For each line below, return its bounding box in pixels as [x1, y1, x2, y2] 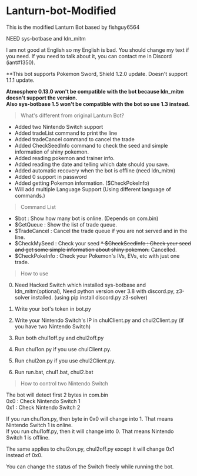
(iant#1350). [6, 59, 35, 66]
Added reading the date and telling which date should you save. [14, 161, 169, 168]
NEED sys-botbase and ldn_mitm [6, 35, 86, 42]
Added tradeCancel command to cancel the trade [14, 135, 135, 142]
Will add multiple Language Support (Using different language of [14, 185, 172, 192]
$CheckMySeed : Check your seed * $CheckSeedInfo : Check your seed [14, 239, 191, 247]
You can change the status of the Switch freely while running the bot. [6, 463, 174, 470]
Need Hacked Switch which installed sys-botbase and [14, 281, 146, 288]
